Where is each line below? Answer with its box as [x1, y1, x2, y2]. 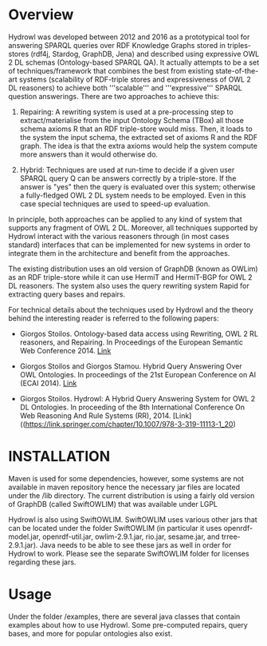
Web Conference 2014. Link [19, 345, 112, 355]
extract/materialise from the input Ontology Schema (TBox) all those [19, 115, 245, 125]
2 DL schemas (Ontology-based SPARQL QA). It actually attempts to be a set [8, 58, 260, 67]
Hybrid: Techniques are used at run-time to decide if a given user [19, 165, 235, 174]
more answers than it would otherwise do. [19, 150, 158, 159]
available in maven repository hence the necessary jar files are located [8, 482, 241, 492]
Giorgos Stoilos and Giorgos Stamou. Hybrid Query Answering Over [19, 361, 243, 371]
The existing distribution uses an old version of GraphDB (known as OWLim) [8, 264, 258, 273]
